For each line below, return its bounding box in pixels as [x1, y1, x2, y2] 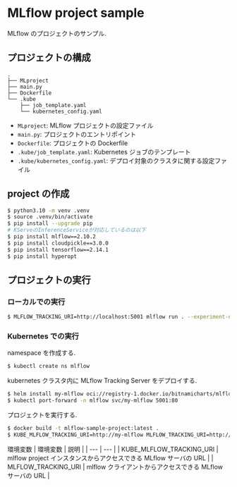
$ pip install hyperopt [7, 252, 78, 260]
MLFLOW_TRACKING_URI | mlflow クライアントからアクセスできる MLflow [7, 462, 224, 471]
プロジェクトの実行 [7, 273, 91, 286]
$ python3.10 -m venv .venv [7, 206, 90, 214]
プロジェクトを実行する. [7, 411, 78, 419]
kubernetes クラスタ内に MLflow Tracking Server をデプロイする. [7, 376, 197, 385]
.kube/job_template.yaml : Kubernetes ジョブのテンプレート [17, 147, 191, 156]
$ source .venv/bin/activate [7, 214, 93, 221]
